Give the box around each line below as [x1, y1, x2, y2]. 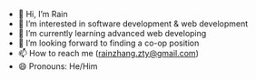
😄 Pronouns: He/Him [17, 61, 98, 72]
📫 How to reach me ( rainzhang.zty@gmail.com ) [17, 48, 200, 58]
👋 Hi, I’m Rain [17, 9, 68, 19]
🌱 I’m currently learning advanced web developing [17, 28, 207, 38]
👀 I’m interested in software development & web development [17, 18, 249, 29]
